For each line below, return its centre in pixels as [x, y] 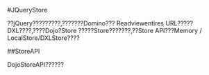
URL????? [179, 23]
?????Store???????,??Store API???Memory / [140, 31]
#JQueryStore [27, 10]
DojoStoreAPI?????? [36, 64]
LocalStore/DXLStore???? [43, 38]
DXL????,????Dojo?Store [42, 31]
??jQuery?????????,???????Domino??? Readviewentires [86, 23]
